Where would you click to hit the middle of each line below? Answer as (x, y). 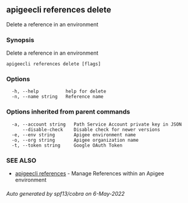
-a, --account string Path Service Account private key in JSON (97, 124)
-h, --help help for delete (59, 92)
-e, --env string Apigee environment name (74, 135)
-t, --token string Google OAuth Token (67, 145)
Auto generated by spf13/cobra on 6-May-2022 (66, 193)
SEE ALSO (21, 160)
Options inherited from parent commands (68, 112)
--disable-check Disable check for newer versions (91, 129)
